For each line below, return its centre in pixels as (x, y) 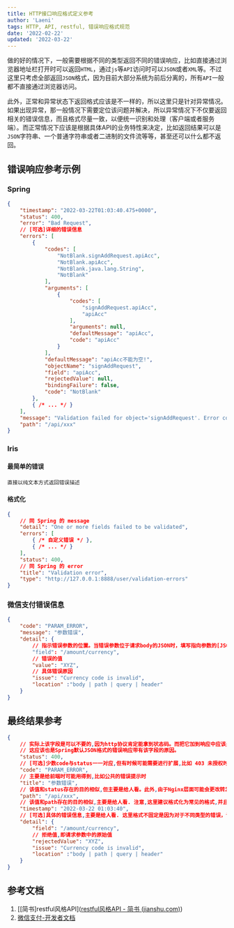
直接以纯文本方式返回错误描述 (44, 483)
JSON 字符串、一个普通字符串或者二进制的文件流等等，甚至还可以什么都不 (111, 136)
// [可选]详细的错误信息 (51, 230)
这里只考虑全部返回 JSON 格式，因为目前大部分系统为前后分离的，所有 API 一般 (116, 78)
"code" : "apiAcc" (94, 340)
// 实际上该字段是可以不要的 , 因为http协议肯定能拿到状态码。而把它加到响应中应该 (123, 744)
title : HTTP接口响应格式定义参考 (50, 14)
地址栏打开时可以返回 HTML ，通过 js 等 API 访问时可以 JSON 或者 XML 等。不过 (120, 69)
